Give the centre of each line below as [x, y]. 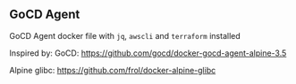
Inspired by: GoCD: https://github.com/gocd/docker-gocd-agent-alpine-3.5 [148, 53]
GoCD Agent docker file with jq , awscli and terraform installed [125, 35]
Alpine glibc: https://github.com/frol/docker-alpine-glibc [113, 70]
